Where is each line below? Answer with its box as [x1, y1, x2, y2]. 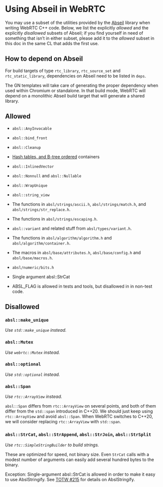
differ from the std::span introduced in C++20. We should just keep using [5, 408, 153, 414]
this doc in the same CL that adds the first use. [5, 40, 99, 46]
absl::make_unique [5, 317, 49, 323]
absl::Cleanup [12, 145, 41, 150]
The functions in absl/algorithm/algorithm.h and [12, 235, 112, 241]
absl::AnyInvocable [12, 126, 52, 131]
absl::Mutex [5, 340, 34, 345]
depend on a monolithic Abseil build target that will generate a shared [5, 93, 145, 98]
